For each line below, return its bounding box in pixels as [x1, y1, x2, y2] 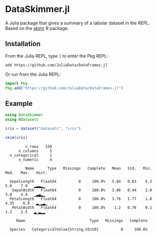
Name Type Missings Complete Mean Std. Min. [25, 166, 153, 171]
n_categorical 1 [9, 153, 52, 158]
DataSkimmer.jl [5, 3, 70, 15]
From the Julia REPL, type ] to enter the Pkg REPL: [5, 53, 108, 59]
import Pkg [5, 81, 28, 86]
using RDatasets [5, 117, 39, 122]
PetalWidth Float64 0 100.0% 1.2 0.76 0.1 [11, 205, 153, 210]
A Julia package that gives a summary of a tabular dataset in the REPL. [5, 20, 150, 26]
